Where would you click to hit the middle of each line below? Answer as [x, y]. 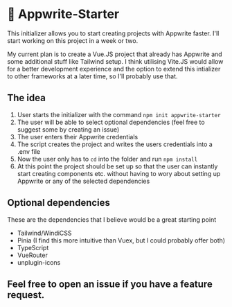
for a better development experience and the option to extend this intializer [114, 69]
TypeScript [33, 247]
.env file [28, 151]
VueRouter [33, 255]
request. [26, 295]
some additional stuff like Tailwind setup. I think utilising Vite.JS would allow [115, 61]
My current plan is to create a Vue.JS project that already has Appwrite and [115, 54]
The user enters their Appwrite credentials [78, 137]
